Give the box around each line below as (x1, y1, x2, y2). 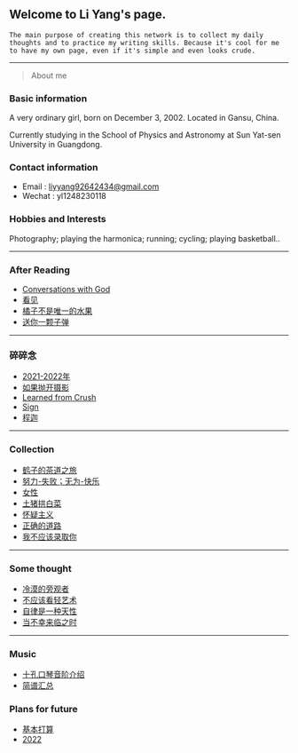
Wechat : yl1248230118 (21, 191, 106, 202)
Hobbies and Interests (9, 213, 106, 226)
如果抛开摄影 (21, 382, 69, 393)
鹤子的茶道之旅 (21, 464, 77, 475)
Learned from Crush (21, 392, 97, 403)
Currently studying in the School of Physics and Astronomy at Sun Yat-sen (9, 130, 281, 140)
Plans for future (9, 703, 78, 716)
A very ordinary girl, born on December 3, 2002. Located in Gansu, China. (9, 113, 279, 123)
